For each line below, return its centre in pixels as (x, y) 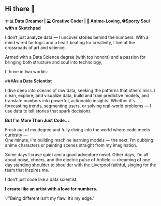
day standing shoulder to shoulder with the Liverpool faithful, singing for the (81, 165)
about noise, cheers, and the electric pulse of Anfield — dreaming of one (78, 159)
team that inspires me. (27, 170)
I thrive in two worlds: (27, 71)
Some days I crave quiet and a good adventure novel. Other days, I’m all (77, 154)
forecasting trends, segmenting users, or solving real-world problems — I (78, 106)
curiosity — (16, 135)
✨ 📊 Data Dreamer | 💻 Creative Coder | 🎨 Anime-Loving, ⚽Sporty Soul (77, 21)
